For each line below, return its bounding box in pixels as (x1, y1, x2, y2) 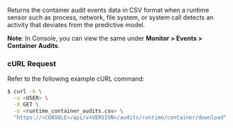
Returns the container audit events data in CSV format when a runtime (7, 6, 210, 14)
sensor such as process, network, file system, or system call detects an (7, 13, 214, 22)
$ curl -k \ (7, 88, 42, 95)
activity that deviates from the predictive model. (7, 21, 146, 29)
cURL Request (7, 58, 57, 68)
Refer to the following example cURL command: (7, 74, 145, 83)
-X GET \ (13, 101, 39, 109)
